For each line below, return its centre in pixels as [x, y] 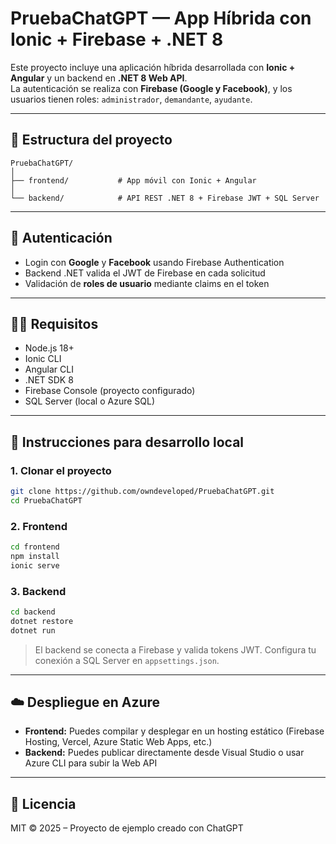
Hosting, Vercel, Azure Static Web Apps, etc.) [118, 742]
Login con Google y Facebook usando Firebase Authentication [154, 262]
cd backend [33, 612]
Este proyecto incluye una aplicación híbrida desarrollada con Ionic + [153, 67]
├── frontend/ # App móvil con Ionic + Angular [133, 180]
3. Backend [38, 591]
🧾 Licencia [43, 803]
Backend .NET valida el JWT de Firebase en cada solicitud [145, 273]
